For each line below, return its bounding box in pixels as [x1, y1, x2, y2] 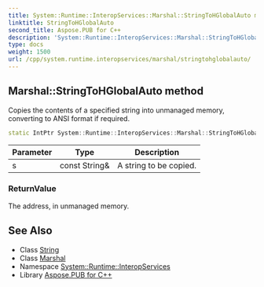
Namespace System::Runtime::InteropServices [19, 261, 170, 271]
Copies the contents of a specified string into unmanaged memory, [8, 105, 225, 115]
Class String [19, 245, 60, 254]
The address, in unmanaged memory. [8, 201, 130, 211]
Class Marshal [19, 253, 66, 263]
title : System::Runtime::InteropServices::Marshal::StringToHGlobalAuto [8, 11, 251, 20]
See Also [8, 224, 53, 237]
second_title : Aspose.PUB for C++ [8, 26, 122, 34]
